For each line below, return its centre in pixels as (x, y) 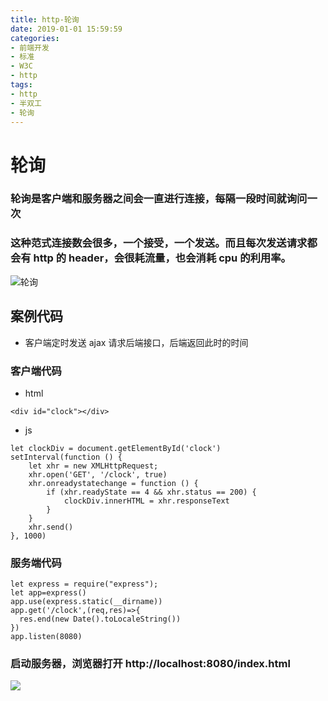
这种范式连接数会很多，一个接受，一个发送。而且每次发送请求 (159, 243)
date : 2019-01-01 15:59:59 (66, 29)
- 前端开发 (30, 47)
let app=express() (48, 593)
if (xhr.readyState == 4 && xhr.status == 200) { (151, 492)
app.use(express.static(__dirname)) (86, 602)
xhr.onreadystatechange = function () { (113, 483)
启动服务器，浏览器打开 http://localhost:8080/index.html (150, 664)
